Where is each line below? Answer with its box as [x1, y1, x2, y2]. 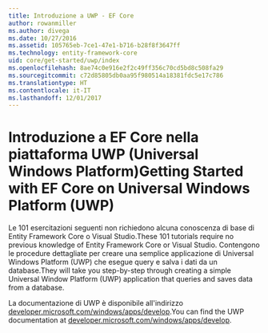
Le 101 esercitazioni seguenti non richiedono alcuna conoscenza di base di [8, 223, 254, 233]
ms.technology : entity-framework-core [8, 49, 138, 57]
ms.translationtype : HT [8, 79, 88, 87]
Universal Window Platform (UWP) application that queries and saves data [8, 274, 254, 284]
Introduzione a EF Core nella [8, 128, 199, 147]
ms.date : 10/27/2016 [8, 34, 78, 43]
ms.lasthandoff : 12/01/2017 [8, 94, 102, 102]
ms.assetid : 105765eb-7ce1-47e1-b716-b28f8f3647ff [8, 42, 181, 50]
